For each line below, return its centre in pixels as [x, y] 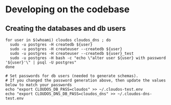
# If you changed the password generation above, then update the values [86, 80]
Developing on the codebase [67, 9]
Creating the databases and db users [66, 28]
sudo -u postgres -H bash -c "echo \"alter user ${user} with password [88, 58]
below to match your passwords [39, 85]
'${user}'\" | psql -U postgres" [41, 62]
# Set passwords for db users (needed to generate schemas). [72, 76]
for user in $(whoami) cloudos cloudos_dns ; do [58, 40]
